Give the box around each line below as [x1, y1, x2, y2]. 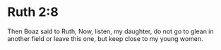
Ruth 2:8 [7, 4, 59, 20]
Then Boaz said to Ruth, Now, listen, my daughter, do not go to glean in [7, 27, 214, 35]
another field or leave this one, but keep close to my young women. [7, 34, 203, 42]
